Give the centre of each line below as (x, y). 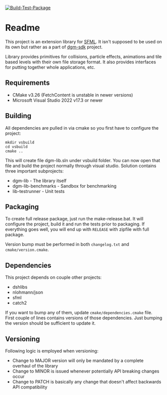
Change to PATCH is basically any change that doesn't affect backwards (87, 382)
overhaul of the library (35, 366)
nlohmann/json (28, 292)
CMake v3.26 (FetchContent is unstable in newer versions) (73, 95)
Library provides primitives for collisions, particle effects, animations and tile (83, 56)
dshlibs (20, 287)
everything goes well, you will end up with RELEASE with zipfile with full (77, 229)
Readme (23, 28)
